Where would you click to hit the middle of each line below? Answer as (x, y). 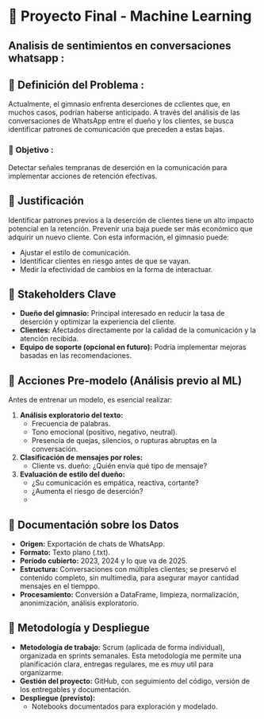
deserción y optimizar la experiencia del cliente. (98, 322)
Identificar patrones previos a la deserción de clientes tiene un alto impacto (131, 220)
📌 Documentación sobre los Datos (94, 525)
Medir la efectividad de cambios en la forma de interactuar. (116, 269)
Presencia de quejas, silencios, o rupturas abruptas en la (124, 441)
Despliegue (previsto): (57, 698)
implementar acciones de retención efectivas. (83, 176)
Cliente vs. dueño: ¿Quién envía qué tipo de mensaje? (119, 466)
